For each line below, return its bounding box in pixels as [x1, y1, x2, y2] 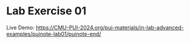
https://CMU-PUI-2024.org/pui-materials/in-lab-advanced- [35, 24, 184, 31]
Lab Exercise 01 [6, 4, 87, 18]
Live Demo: [6, 24, 35, 31]
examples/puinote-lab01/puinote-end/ [6, 30, 101, 37]
